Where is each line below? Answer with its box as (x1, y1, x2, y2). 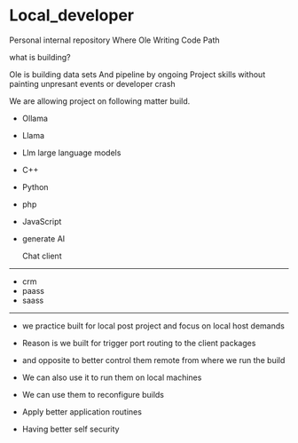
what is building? (9, 51, 71, 62)
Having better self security (21, 423, 120, 434)
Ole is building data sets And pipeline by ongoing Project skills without (9, 68, 266, 80)
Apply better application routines (21, 406, 142, 417)
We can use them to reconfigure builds (21, 389, 164, 399)
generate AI (21, 233, 66, 244)
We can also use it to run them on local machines (21, 372, 202, 383)
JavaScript (21, 216, 62, 226)
